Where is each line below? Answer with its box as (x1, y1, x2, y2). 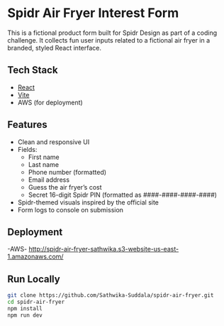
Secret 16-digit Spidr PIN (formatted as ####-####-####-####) (28, 190, 218, 199)
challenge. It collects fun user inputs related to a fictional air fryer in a (7, 36, 211, 44)
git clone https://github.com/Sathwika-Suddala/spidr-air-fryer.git (7, 292, 214, 299)
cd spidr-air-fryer (7, 298, 65, 306)
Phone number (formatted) (28, 168, 107, 176)
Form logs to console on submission (17, 205, 124, 214)
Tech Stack (7, 64, 58, 76)
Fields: (17, 145, 38, 153)
